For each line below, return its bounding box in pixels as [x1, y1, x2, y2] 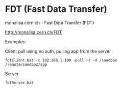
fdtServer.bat [5, 80, 34, 85]
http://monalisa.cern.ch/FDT [5, 29, 62, 35]
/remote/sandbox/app [5, 62, 48, 67]
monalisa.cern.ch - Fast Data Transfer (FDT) [5, 20, 94, 26]
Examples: [5, 38, 26, 45]
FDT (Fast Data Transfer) [5, 3, 107, 15]
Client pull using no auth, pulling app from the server [5, 48, 111, 54]
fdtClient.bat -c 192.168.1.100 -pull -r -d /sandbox [5, 58, 118, 62]
